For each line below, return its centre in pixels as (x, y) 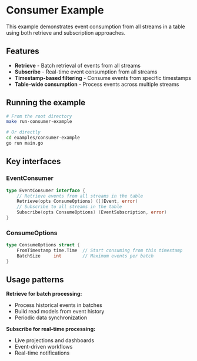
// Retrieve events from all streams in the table (80, 196)
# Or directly (24, 132)
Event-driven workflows (44, 347)
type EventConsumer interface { (46, 190)
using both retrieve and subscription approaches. (66, 32)
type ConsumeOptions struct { (43, 245)
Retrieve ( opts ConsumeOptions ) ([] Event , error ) (77, 201)
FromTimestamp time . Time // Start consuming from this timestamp (100, 250)
